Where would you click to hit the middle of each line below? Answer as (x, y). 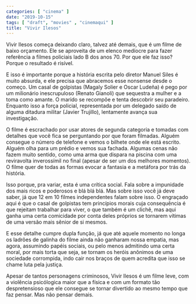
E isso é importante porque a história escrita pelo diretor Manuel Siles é (92, 75)
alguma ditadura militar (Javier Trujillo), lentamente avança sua (82, 112)
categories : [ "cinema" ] (37, 11)
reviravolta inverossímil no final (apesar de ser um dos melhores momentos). (98, 161)
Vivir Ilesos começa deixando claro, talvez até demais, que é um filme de (94, 45)
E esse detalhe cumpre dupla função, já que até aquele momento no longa (96, 234)
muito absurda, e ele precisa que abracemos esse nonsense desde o (89, 81)
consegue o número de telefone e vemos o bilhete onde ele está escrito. (93, 142)
